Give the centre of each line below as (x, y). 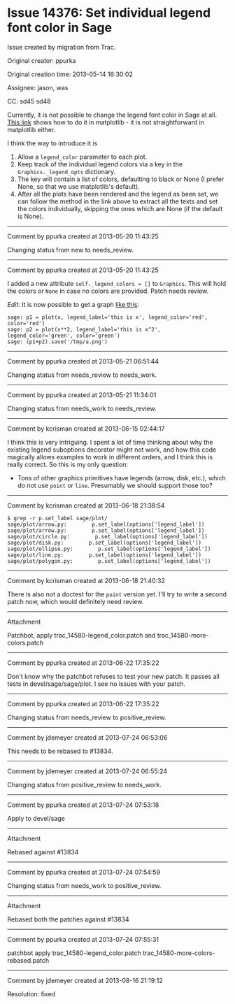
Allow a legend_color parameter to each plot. (82, 157)
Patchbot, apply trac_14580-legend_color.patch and (81, 635)
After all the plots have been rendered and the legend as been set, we (118, 194)
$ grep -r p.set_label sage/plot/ (58, 518)
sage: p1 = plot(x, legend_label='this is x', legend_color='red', (108, 317)
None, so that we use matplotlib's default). (78, 186)
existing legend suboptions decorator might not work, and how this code (112, 450)
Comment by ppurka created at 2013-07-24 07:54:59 (84, 872)
